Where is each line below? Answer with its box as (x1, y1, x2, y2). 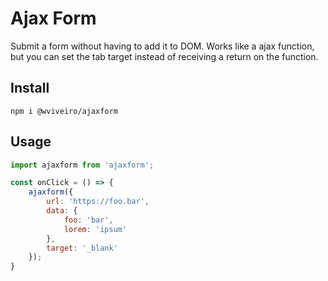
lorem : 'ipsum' (63, 224, 128, 234)
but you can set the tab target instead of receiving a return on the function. (10, 50, 319, 62)
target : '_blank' (46, 243, 118, 253)
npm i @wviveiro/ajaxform (10, 106, 118, 116)
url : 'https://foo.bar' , (46, 197, 150, 207)
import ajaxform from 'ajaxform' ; (10, 160, 155, 170)
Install (10, 80, 50, 97)
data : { (46, 206, 78, 216)
